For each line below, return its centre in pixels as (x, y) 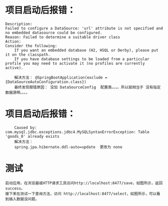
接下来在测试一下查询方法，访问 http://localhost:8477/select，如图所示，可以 (81, 193)
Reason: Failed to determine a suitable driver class (63, 37)
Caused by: (26, 128)
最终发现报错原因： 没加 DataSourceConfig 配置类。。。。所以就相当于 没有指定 (88, 87)
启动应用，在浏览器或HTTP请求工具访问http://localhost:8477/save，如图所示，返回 (84, 183)
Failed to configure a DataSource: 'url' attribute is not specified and (84, 28)
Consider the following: (31, 46)
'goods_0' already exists (32, 136)
